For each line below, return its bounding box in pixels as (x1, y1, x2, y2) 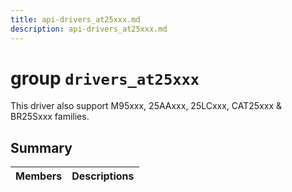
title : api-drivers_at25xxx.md (10, 14, 141, 25)
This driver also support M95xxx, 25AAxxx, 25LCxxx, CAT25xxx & (10, 100, 283, 112)
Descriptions (71, 169, 135, 183)
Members (15, 169, 63, 183)
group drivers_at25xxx (10, 67, 200, 90)
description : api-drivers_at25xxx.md (10, 24, 168, 34)
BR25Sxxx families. (10, 111, 90, 123)
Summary (10, 139, 73, 156)
